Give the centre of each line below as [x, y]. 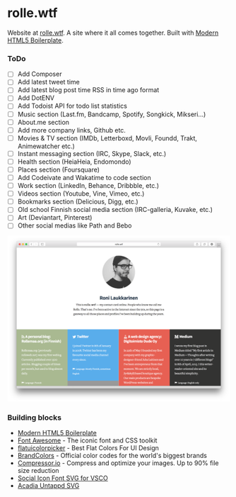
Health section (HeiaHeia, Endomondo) [75, 162]
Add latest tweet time [48, 82]
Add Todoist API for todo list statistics [72, 106]
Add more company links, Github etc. [71, 130]
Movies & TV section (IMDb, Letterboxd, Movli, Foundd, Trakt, [107, 138]
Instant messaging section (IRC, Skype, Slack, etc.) [92, 153]
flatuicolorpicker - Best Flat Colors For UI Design [88, 448]
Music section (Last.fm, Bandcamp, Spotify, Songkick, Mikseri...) [112, 114]
